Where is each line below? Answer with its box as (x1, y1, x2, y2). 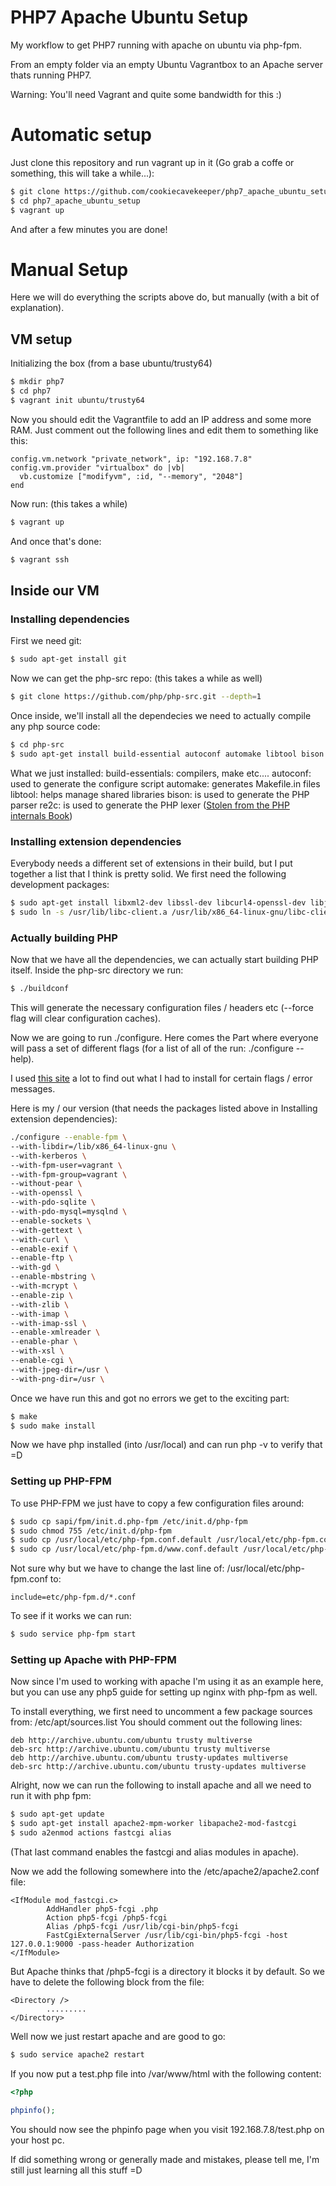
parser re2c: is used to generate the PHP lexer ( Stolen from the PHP (10, 799, 290, 811)
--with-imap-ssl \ (10, 1318, 87, 1328)
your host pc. (10, 2134, 65, 2146)
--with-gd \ (10, 1262, 60, 1273)
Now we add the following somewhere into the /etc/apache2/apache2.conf (10, 1866, 320, 1877)
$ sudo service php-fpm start (10, 1629, 137, 1640)
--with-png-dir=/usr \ (10, 1374, 105, 1384)
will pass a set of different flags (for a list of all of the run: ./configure (10, 1042, 294, 1055)
